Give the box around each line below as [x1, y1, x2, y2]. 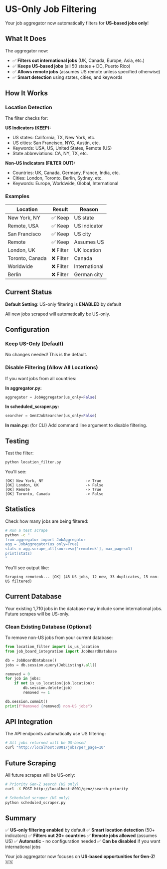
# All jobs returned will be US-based [5, 740, 86, 745]
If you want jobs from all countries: [5, 375, 77, 381]
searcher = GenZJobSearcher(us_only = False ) [5, 413, 97, 419]
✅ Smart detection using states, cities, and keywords [12, 74, 123, 80]
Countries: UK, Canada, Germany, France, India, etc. [12, 170, 120, 176]
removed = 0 [5, 671, 30, 676]
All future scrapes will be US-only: [5, 772, 76, 778]
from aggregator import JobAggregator [5, 537, 86, 542]
